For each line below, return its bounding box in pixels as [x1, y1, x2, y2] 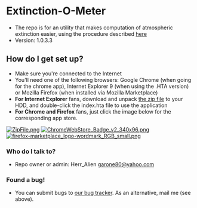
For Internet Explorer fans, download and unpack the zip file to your [14, 95, 183, 102]
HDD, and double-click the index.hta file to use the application [14, 102, 168, 109]
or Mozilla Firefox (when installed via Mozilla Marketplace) [14, 88, 158, 96]
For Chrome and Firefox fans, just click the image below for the [14, 108, 171, 115]
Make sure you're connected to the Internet [14, 70, 122, 77]
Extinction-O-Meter [6, 4, 106, 18]
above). [14, 195, 34, 203]
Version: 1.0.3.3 [14, 36, 53, 44]
